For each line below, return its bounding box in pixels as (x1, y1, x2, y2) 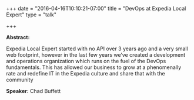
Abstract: (6, 34, 30, 40)
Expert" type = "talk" (6, 11, 57, 18)
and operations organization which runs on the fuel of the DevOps (6, 58, 166, 64)
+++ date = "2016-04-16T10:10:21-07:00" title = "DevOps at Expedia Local (6, 5, 186, 12)
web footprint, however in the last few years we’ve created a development (6, 51, 186, 58)
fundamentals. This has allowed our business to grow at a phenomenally (6, 64, 182, 71)
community (6, 76, 34, 83)
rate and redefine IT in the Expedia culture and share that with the (6, 70, 166, 77)
